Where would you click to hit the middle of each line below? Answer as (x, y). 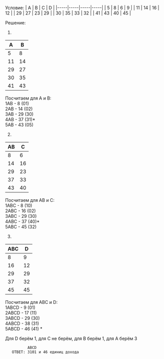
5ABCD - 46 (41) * (24, 329)
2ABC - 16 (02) (20, 211)
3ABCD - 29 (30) (22, 318)
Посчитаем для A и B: (28, 98)
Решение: (15, 23)
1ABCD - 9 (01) (20, 307)
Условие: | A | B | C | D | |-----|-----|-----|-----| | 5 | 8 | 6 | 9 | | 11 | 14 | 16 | (82, 8)
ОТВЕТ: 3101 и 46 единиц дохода (45, 352)
